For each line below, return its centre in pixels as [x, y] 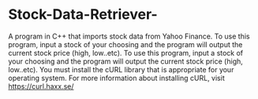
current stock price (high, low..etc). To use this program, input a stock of [126, 53]
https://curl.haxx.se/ [41, 86]
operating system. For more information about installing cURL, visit [116, 78]
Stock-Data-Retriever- [83, 15]
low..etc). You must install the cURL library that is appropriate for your [121, 69]
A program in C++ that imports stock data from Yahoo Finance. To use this [129, 36]
